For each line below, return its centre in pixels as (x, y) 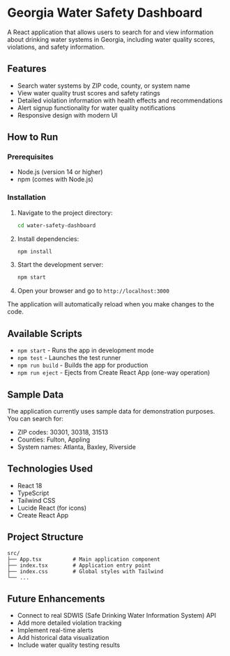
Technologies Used (50, 469)
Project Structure (45, 537)
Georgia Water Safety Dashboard (105, 13)
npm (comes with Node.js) (55, 180)
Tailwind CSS (36, 500)
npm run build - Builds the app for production (83, 365)
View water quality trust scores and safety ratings (89, 93)
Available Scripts (45, 333)
